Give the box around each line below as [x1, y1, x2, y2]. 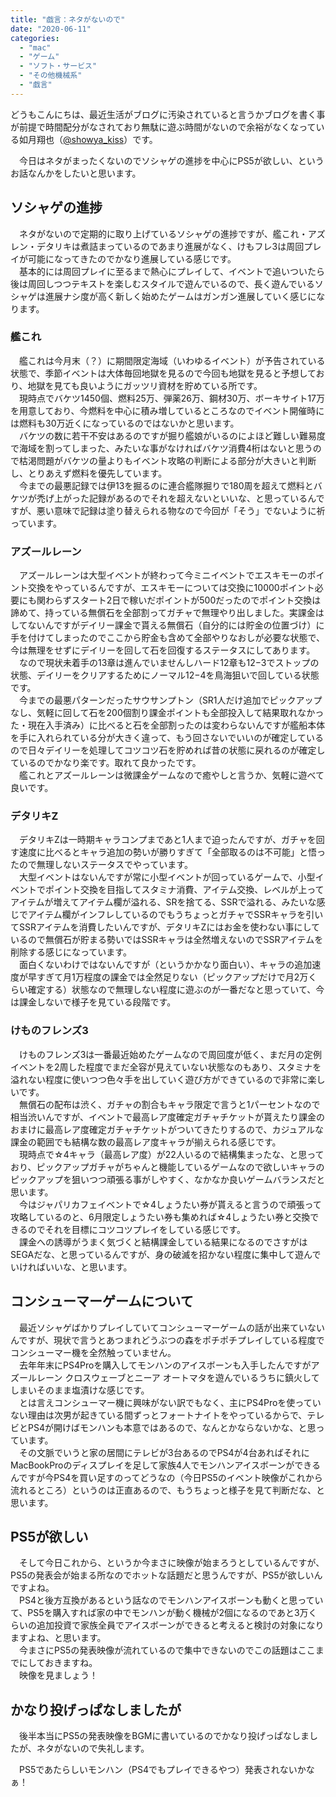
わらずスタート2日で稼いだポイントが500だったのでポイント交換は [44, 594, 322, 606]
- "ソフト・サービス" [19, 61, 98, 71]
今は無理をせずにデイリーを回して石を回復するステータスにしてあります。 [10, 644, 316, 656]
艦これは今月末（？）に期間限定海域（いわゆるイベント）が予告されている [18, 354, 326, 366]
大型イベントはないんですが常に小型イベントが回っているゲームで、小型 [18, 871, 316, 883]
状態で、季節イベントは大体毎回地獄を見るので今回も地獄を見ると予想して [10, 367, 317, 379]
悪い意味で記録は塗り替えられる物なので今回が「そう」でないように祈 [36, 504, 326, 516]
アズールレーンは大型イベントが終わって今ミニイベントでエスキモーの [18, 569, 308, 581]
